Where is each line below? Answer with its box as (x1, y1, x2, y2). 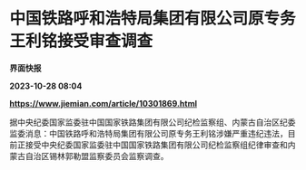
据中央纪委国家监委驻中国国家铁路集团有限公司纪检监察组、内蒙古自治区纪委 (9, 117, 296, 127)
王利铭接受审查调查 (9, 31, 153, 52)
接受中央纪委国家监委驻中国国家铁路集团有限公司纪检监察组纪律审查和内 (25, 139, 296, 150)
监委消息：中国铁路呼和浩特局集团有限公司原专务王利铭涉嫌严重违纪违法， (9, 127, 288, 138)
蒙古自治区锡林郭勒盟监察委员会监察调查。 (9, 150, 169, 161)
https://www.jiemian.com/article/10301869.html (9, 98, 198, 109)
